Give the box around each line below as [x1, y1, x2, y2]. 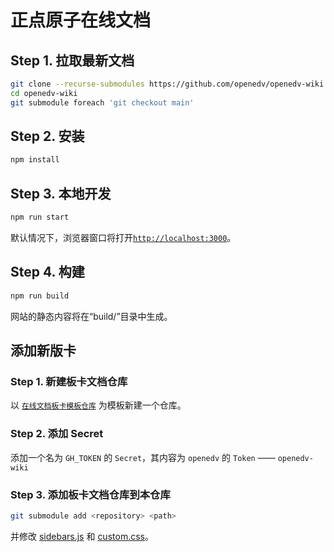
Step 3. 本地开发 [10, 185, 112, 202]
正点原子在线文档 [10, 9, 152, 32]
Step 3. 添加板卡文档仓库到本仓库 [10, 487, 171, 501]
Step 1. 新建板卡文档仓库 [10, 375, 128, 388]
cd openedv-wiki [10, 88, 78, 98]
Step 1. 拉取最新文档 [10, 52, 135, 69]
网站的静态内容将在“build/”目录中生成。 [10, 310, 173, 322]
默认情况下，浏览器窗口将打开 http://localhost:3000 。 [10, 232, 237, 243]
